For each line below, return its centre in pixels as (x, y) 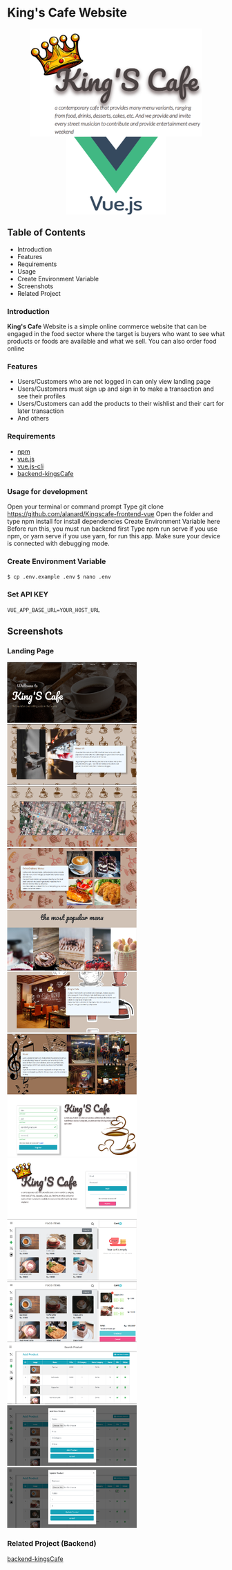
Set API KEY (28, 594)
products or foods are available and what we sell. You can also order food (112, 342)
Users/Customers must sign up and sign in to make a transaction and (115, 389)
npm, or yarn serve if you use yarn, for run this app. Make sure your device (114, 536)
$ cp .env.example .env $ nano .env (59, 577)
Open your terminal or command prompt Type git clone (86, 506)
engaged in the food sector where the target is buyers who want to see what (116, 334)
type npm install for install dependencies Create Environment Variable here (114, 521)
